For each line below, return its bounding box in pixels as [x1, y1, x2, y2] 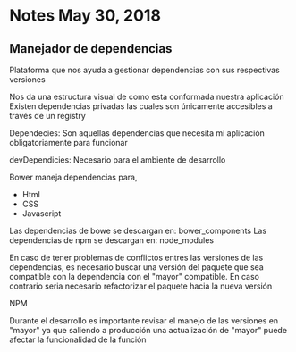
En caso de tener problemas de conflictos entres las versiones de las [9, 252, 264, 263]
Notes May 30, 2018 [9, 5, 161, 26]
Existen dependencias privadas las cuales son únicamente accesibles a [9, 101, 273, 112]
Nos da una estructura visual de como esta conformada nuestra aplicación [9, 91, 284, 102]
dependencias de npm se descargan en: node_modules [9, 235, 215, 246]
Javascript [21, 208, 62, 219]
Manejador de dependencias [9, 41, 173, 56]
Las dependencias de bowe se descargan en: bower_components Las [9, 225, 266, 236]
